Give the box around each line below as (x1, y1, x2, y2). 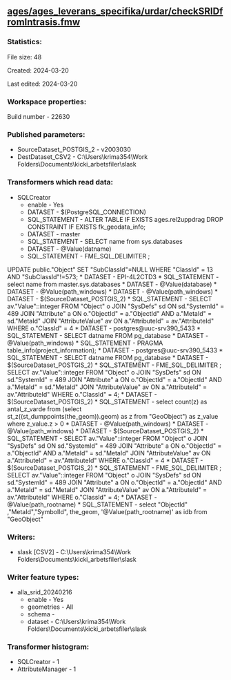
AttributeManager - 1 (17, 665, 77, 673)
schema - (27, 610, 55, 618)
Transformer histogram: (7, 642, 90, 652)
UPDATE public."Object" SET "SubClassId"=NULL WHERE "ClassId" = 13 (7, 265, 214, 274)
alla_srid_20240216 (17, 588, 72, 596)
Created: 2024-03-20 (7, 66, 69, 75)
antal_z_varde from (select (7, 404, 82, 413)
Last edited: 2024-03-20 (7, 79, 78, 88)
